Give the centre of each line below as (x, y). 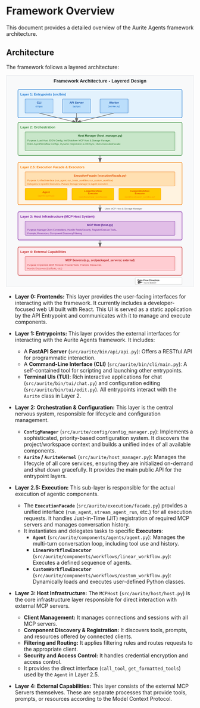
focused (25, 309)
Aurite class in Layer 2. (52, 396)
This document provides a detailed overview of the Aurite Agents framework (100, 27)
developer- (161, 303)
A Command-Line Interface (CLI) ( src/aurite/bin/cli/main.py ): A (105, 364)
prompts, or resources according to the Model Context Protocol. (93, 698)
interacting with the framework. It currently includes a (81, 303)
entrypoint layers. (45, 476)
